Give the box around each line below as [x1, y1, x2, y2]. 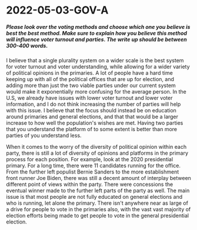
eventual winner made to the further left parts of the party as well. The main [6, 187, 190, 194]
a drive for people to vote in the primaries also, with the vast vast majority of [6, 206, 191, 213]
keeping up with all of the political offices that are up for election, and [6, 76, 175, 83]
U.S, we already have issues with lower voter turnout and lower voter [6, 95, 173, 102]
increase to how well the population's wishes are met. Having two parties [6, 119, 183, 126]
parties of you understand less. [6, 132, 82, 139]
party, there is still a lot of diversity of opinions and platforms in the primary [6, 149, 189, 156]
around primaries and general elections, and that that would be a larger [6, 113, 178, 121]
